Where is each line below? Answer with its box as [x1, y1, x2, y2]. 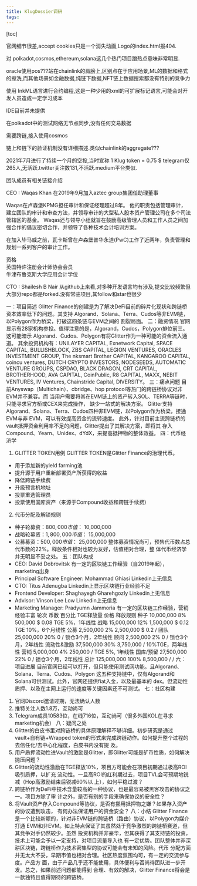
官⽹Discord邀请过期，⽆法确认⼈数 [14, 697, 101, 705]
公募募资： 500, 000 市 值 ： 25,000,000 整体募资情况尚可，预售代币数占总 [14, 538, 191, 545]
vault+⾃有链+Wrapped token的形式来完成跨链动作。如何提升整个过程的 [14, 734, 189, 741]
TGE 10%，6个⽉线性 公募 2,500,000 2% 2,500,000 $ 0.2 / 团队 [14, 626, 169, 633]
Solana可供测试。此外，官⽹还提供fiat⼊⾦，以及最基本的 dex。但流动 [14, 678, 183, 685]
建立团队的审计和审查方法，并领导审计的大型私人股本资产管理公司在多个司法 [6, 209, 191, 216]
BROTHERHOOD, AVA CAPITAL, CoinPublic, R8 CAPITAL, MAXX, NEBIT [6, 371, 178, 378]
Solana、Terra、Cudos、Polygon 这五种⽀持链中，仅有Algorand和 [14, 670, 175, 677]
